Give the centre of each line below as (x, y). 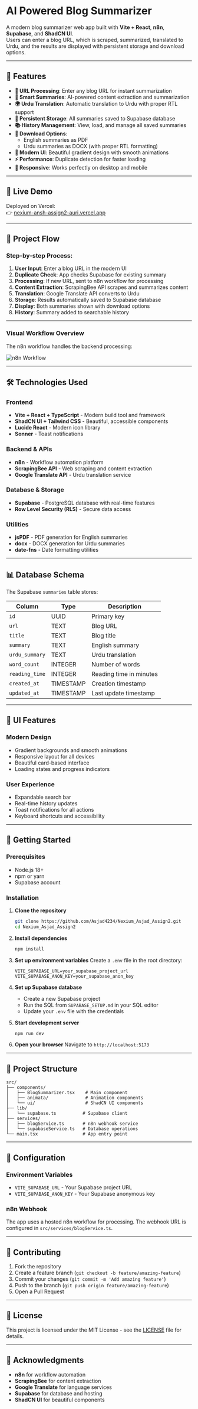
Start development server (47, 1023)
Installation (23, 897)
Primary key (108, 616)
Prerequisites (26, 857)
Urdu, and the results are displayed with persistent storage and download (95, 46)
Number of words (115, 664)
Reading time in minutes (124, 673)
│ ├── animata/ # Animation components (75, 1098)
